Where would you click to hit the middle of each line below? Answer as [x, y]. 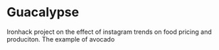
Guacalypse [43, 12]
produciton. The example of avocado [61, 39]
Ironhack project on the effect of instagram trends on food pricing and [109, 32]
